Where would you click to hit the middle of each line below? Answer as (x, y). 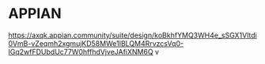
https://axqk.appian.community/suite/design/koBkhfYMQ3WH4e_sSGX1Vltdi (132, 35)
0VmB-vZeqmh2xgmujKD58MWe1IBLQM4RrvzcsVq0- (96, 43)
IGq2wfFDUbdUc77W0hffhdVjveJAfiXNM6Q (81, 52)
